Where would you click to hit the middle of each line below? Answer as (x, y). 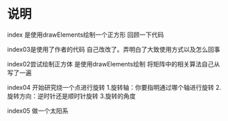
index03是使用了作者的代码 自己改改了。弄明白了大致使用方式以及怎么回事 (114, 49)
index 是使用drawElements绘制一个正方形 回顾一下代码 (86, 35)
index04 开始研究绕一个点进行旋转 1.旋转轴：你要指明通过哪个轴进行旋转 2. (114, 87)
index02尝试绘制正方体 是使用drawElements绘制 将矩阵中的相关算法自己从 (114, 64)
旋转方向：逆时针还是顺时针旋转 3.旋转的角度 (72, 96)
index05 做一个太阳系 (38, 111)
